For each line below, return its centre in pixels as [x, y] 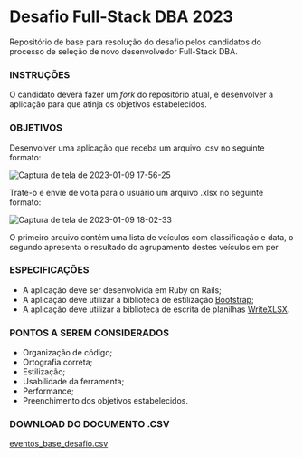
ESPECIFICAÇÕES [49, 270]
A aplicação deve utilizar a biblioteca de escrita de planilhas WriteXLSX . [156, 309]
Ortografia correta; [57, 362]
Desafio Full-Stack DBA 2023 [121, 17]
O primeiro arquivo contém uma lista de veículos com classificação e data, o [151, 237]
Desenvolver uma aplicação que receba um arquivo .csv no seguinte [137, 148]
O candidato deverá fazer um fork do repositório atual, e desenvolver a [142, 95]
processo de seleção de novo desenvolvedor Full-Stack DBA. [123, 51]
